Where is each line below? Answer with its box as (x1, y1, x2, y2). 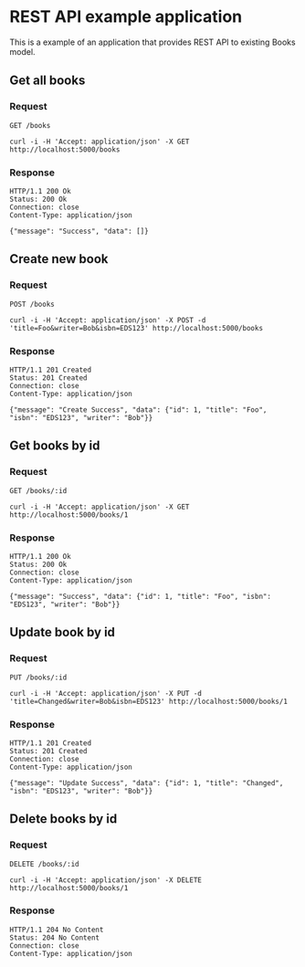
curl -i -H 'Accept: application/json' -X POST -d (9, 315, 206, 325)
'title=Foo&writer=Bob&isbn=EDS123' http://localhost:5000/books (9, 323, 263, 332)
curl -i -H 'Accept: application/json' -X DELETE (9, 875, 203, 885)
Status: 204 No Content (9, 933, 100, 942)
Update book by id (9, 625, 116, 640)
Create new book (9, 251, 109, 267)
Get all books (9, 73, 86, 89)
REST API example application (9, 6, 243, 27)
